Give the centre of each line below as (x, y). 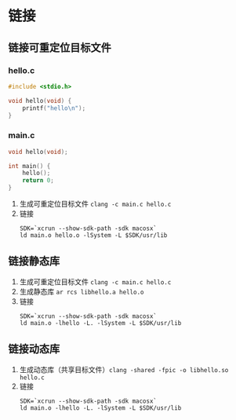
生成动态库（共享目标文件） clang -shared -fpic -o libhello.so (124, 369)
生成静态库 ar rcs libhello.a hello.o (82, 291)
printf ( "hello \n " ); (54, 108)
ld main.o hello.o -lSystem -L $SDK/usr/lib (93, 236)
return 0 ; (38, 181)
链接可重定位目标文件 (60, 47)
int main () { (29, 166)
